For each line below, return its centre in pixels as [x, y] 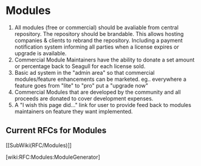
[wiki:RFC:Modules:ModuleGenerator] [53, 157]
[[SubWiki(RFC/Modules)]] [39, 145]
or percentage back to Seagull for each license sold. [80, 66]
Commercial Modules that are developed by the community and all [97, 92]
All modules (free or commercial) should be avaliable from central [96, 27]
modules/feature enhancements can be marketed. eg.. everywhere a [100, 79]
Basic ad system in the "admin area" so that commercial [84, 72]
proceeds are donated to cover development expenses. [84, 99]
